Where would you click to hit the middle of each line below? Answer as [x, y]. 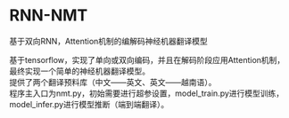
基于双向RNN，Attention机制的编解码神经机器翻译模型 [108, 41]
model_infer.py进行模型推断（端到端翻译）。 [89, 104]
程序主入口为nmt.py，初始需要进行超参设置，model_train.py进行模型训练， [147, 93]
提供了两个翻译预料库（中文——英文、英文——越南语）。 [113, 82]
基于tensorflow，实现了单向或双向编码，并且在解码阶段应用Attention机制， [147, 59]
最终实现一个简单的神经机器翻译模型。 [79, 71]
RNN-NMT [49, 16]
